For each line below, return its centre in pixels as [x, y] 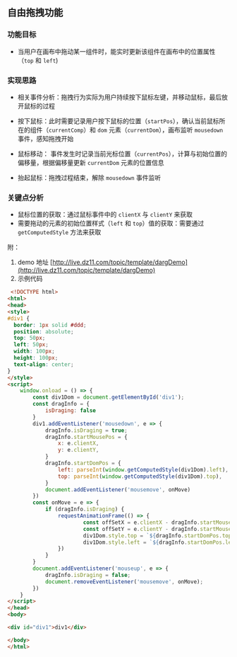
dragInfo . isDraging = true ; [86, 430]
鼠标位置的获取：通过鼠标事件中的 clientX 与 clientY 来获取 [105, 215]
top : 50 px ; [30, 338]
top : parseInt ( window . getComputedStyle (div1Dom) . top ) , [140, 476]
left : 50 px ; [31, 345]
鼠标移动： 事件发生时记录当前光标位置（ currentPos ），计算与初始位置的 [122, 154]
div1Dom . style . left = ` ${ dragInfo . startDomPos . [154, 542]
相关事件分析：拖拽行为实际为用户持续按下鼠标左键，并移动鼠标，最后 [120, 97]
